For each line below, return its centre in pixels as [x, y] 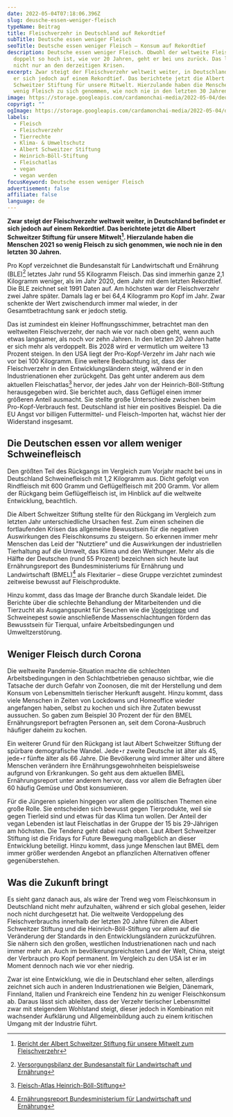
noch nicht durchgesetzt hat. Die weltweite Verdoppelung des [95, 914]
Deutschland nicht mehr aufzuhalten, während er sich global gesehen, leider [116, 907]
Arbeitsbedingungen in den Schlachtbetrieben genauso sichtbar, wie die [110, 679]
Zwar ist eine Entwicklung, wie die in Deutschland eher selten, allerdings [111, 979]
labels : [18, 117]
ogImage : [20, 111]
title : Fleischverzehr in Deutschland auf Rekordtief [87, 33]
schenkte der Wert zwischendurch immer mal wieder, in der [93, 303]
